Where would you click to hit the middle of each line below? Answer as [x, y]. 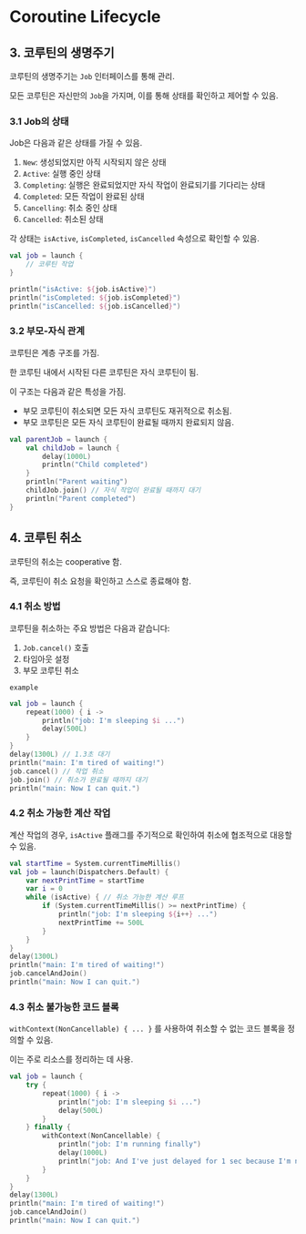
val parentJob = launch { [58, 439]
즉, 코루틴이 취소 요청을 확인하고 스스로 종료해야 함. [100, 581]
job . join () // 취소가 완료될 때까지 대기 [79, 780]
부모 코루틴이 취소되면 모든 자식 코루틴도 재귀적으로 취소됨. [127, 411]
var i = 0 [45, 889]
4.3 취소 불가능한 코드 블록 [65, 1006]
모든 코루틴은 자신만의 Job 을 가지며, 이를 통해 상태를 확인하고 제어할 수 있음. [144, 96]
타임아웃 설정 [46, 658]
